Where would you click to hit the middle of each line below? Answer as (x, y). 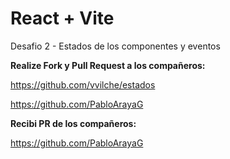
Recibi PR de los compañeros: (73, 123)
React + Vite (62, 18)
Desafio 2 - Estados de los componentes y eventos (115, 46)
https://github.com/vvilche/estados (83, 84)
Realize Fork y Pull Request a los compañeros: (108, 65)
